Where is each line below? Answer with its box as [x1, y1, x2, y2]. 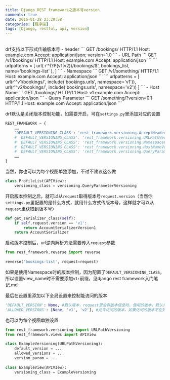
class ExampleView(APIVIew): [5, 365, 67, 370]
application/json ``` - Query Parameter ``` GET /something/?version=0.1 [5, 95, 152, 101]
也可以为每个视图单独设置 [5, 317, 59, 323]
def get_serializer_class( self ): [5, 216, 76, 221]
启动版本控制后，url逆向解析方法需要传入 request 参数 [5, 240, 115, 246]
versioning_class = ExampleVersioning [14, 369, 96, 375]
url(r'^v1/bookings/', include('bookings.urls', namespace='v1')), [5, 79, 137, 85]
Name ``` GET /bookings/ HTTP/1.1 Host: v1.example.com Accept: [5, 90, 141, 96]
